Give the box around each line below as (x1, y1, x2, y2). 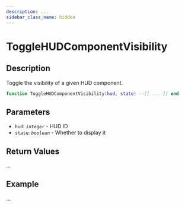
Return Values (6, 146, 60, 156)
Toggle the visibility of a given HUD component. (6, 79, 123, 86)
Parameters (6, 107, 50, 117)
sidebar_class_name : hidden (6, 14, 76, 20)
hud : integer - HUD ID (14, 123, 68, 130)
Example (6, 179, 39, 189)
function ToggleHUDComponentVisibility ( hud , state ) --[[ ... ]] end (6, 90, 179, 97)
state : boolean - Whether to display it (14, 129, 106, 137)
